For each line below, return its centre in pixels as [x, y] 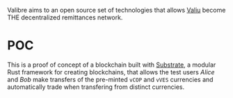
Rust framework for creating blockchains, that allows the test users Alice [111, 72]
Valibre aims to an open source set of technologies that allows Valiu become [116, 10]
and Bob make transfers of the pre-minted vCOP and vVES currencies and [110, 79]
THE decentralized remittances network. [65, 17]
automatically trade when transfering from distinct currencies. [96, 87]
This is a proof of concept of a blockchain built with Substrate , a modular [112, 65]
